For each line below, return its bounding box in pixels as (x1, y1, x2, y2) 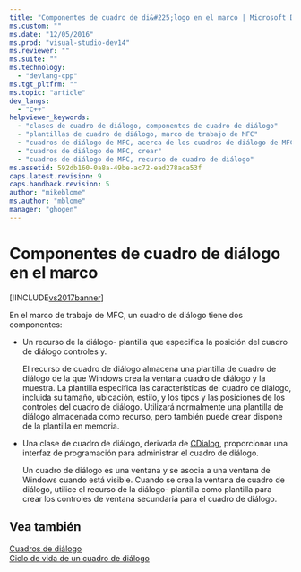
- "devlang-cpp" (17, 72, 78, 81)
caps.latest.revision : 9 (9, 171, 102, 180)
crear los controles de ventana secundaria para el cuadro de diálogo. (21, 493, 278, 504)
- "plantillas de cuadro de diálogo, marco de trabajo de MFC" (17, 130, 258, 139)
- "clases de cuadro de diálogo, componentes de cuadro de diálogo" (17, 122, 279, 131)
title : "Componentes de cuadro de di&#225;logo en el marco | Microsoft (9, 13, 287, 22)
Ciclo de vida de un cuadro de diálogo (9, 552, 150, 563)
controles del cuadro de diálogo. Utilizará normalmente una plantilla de (21, 401, 284, 412)
